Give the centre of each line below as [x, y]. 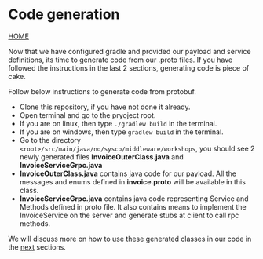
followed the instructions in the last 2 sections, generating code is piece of [129, 67]
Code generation [64, 15]
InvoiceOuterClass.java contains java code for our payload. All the [128, 173]
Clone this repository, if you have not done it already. [105, 107]
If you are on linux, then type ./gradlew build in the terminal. [118, 123]
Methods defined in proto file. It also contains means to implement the [133, 206]
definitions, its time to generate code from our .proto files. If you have [121, 60]
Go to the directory [50, 140]
